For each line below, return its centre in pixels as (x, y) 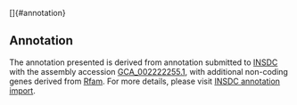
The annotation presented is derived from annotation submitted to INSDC (144, 62)
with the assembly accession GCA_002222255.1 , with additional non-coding (148, 71)
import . (22, 90)
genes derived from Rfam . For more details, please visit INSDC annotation (145, 81)
